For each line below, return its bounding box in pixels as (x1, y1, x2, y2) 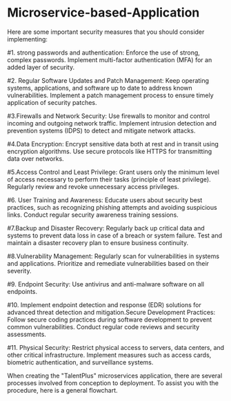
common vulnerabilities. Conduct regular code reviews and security (7, 322, 200, 331)
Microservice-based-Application (7, 5, 200, 21)
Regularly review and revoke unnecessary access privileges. (7, 182, 179, 190)
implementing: (7, 35, 48, 43)
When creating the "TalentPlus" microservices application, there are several (7, 371, 223, 380)
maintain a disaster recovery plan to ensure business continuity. (7, 238, 189, 246)
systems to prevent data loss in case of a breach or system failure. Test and (7, 231, 223, 239)
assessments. (7, 330, 47, 338)
